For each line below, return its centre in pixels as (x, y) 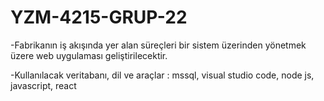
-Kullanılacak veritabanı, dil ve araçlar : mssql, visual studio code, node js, (162, 75)
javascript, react (43, 85)
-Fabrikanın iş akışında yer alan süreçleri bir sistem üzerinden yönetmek (158, 45)
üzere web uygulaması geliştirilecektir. (89, 55)
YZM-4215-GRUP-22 (99, 17)
